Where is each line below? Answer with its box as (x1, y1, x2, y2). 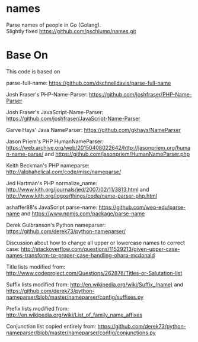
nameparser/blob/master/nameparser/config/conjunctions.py (6, 329, 156, 336)
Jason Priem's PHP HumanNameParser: (6, 138, 104, 145)
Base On (6, 49, 49, 62)
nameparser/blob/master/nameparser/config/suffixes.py (6, 293, 144, 301)
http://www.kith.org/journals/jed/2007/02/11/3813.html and (6, 186, 149, 193)
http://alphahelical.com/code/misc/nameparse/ (6, 168, 122, 175)
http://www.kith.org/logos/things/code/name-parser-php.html (6, 192, 157, 199)
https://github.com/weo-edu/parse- (98, 204, 186, 211)
